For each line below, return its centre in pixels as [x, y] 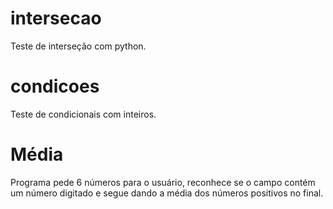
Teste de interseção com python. [78, 46]
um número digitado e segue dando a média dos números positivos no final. [167, 193]
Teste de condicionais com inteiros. [83, 114]
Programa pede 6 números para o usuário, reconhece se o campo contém [163, 182]
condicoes [55, 86]
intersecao [56, 18]
